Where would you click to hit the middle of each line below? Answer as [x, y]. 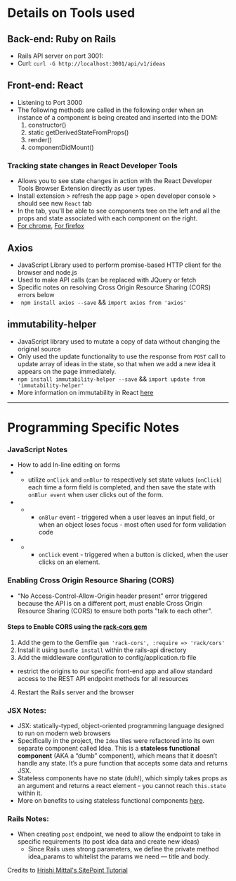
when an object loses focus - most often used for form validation [132, 525]
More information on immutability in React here [85, 392]
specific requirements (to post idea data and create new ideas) [109, 842]
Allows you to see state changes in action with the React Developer [115, 181]
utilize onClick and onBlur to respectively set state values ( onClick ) [125, 480]
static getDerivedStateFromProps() [78, 132]
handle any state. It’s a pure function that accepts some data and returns [123, 763]
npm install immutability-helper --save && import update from [111, 379]
